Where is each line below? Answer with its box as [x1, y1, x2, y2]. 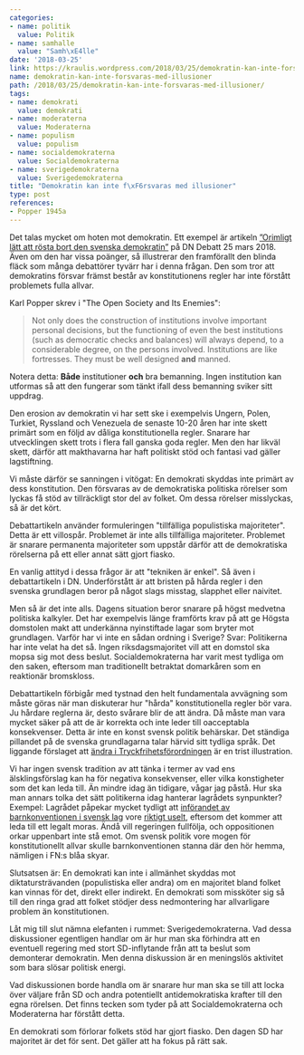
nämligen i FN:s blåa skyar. [9, 849, 110, 860]
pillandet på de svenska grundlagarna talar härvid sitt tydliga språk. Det [9, 735, 276, 747]
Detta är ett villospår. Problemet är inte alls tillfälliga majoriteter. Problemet [9, 529, 285, 540]
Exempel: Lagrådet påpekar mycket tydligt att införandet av [9, 801, 231, 812]
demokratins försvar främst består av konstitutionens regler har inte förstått [9, 270, 291, 281]
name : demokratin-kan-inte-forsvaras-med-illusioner [9, 72, 213, 82]
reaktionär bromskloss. [9, 670, 95, 681]
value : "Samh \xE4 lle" [17, 47, 100, 56]
